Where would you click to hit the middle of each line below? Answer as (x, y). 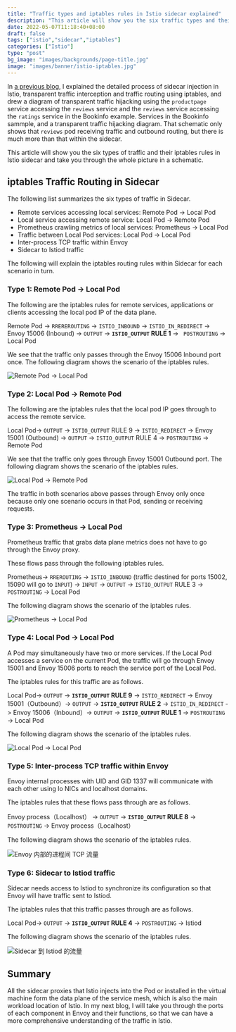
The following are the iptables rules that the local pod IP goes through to (112, 409)
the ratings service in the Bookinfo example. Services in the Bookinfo (108, 116)
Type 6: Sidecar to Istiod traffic (61, 873)
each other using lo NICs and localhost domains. (78, 788)
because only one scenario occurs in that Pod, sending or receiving (105, 502)
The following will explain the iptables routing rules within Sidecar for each (115, 263)
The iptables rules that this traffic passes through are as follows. (100, 909)
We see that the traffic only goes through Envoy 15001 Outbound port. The (115, 459)
